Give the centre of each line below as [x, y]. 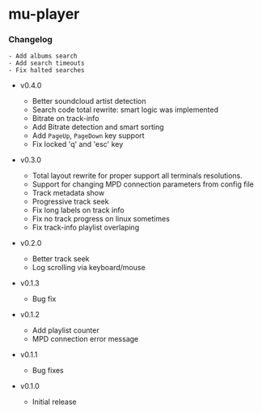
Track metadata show [68, 193]
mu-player [44, 14]
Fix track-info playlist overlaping [86, 227]
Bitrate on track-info [65, 118]
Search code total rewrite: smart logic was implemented [125, 110]
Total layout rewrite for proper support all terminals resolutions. [137, 176]
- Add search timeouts [46, 63]
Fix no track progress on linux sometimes [101, 219]
